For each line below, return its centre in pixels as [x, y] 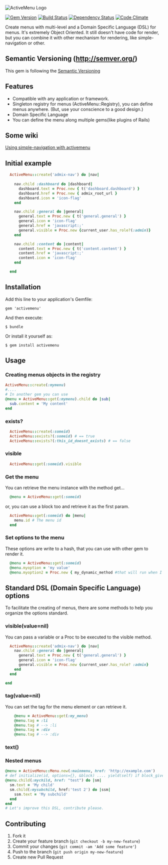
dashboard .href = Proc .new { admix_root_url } [68, 193]
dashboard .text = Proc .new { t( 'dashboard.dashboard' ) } [79, 188]
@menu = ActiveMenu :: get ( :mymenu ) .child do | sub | [58, 399]
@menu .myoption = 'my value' [40, 567]
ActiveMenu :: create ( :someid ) [40, 431]
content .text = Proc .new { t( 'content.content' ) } [72, 248]
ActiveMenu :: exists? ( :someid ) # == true [52, 436]
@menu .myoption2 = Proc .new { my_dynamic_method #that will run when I [86, 572]
